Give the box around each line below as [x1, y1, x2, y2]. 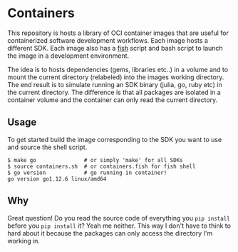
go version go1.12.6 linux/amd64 [7, 175, 107, 183]
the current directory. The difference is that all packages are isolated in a [7, 88, 221, 96]
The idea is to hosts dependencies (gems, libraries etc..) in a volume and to [7, 65, 229, 74]
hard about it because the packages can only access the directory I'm [7, 228, 213, 237]
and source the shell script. [7, 143, 88, 151]
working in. [7, 236, 41, 245]
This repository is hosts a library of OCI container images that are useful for [7, 29, 229, 37]
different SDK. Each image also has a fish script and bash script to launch [7, 44, 223, 52]
